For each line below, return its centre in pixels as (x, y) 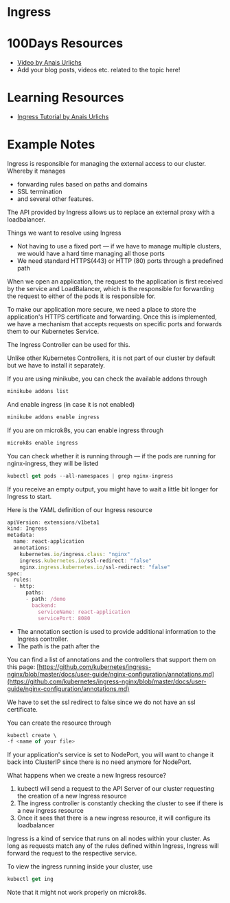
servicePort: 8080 (64, 618)
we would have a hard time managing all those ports (91, 253)
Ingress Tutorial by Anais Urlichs (63, 117)
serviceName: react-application (84, 612)
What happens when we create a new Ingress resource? (87, 776)
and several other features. (55, 199)
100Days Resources (65, 44)
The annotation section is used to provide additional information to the (116, 631)
